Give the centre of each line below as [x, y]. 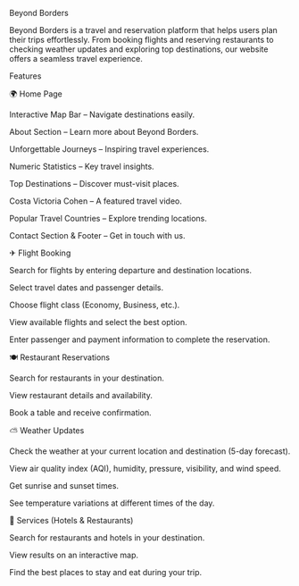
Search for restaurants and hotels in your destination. [107, 538]
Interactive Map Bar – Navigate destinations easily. [102, 114]
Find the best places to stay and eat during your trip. [106, 572]
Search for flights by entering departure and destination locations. [131, 270]
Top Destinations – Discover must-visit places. [95, 184]
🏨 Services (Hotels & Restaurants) [71, 520]
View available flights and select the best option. [98, 322]
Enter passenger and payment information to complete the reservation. [140, 339]
